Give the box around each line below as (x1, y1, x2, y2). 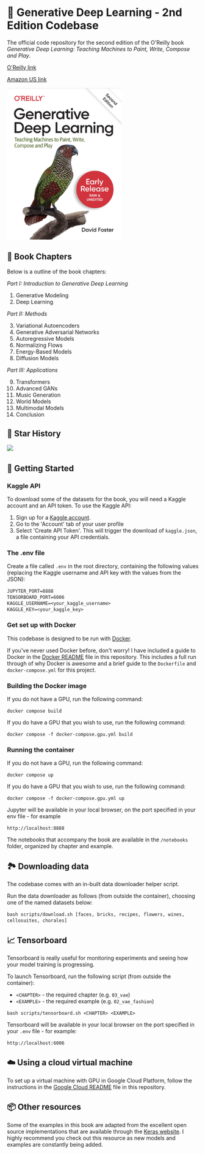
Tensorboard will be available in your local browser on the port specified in (7, 1020, 195, 1028)
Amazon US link (7, 75, 47, 83)
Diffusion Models (15, 354, 59, 362)
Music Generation (15, 391, 61, 398)
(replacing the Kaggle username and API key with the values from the (7, 569, 182, 577)
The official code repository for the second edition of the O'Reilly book (7, 39, 184, 46)
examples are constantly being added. (7, 1141, 103, 1148)
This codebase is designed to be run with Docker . (7, 634, 132, 642)
